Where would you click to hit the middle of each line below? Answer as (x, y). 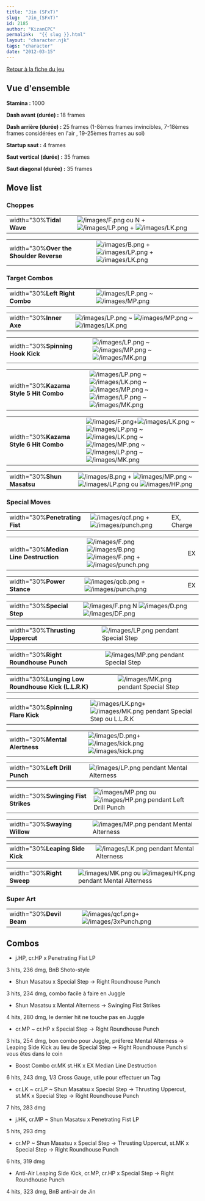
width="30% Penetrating (45, 517)
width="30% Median (39, 549)
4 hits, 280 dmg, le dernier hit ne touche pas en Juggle (75, 1017)
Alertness (24, 747)
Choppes (20, 205)
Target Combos (30, 278)
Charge (182, 524)
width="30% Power (37, 581)
